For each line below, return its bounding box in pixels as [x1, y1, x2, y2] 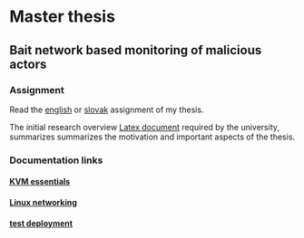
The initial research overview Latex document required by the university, [9, 121, 279, 132]
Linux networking [9, 196, 77, 207]
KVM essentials [9, 176, 71, 187]
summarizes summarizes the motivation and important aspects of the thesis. [9, 131, 296, 142]
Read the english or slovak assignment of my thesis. [9, 104, 204, 115]
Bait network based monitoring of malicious [9, 43, 262, 58]
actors [9, 56, 47, 71]
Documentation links [9, 154, 103, 167]
